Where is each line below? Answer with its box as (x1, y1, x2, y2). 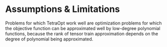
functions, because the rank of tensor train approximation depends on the (5, 30, 158, 36)
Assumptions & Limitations (5, 3, 120, 15)
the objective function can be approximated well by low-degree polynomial (5, 25, 160, 31)
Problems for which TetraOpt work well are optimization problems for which (5, 20, 162, 26)
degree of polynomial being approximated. (5, 36, 94, 42)
